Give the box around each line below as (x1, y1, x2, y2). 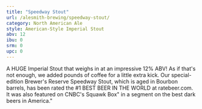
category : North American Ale (6, 20, 83, 26)
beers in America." (6, 97, 53, 104)
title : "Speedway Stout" (6, 8, 69, 15)
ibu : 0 (6, 37, 23, 43)
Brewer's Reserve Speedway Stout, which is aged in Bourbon (24, 78, 178, 85)
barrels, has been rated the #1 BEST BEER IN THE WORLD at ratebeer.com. (6, 84, 194, 91)
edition (6, 78, 24, 85)
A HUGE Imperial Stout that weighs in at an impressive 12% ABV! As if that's (6, 65, 196, 72)
